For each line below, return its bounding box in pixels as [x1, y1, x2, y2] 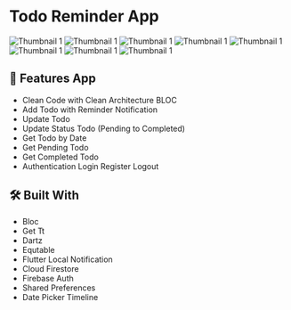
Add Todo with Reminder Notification [21, 104, 158, 115]
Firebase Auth [21, 273, 74, 283]
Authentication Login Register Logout [21, 160, 159, 171]
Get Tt [21, 225, 45, 236]
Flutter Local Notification [21, 254, 113, 265]
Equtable [21, 244, 55, 255]
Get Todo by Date [21, 132, 87, 143]
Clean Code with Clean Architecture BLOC [21, 94, 178, 105]
